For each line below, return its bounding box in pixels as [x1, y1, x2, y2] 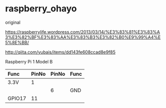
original [5, 19, 21, 25]
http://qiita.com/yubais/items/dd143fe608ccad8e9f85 [5, 49, 116, 55]
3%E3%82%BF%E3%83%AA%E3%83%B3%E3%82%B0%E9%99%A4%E [5, 34, 161, 40]
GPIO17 [7, 95, 26, 102]
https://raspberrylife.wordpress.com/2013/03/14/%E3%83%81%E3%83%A [5, 29, 160, 35]
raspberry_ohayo [5, 3, 77, 14]
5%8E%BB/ [5, 39, 29, 45]
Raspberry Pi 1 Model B [5, 58, 53, 64]
